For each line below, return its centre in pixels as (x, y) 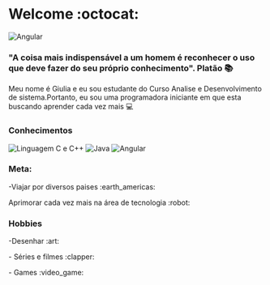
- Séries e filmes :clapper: (51, 257)
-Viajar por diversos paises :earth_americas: (82, 186)
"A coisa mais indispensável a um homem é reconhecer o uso (132, 57)
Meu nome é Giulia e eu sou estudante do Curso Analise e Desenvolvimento (135, 89)
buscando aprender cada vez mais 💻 (71, 107)
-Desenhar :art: (34, 241)
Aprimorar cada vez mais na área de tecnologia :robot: (99, 202)
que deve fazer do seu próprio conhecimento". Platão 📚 (121, 68)
